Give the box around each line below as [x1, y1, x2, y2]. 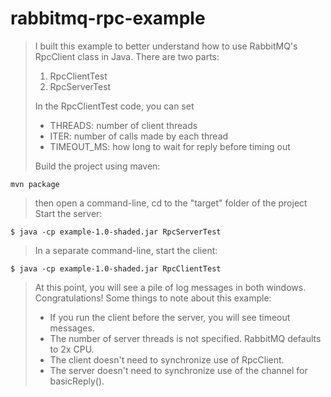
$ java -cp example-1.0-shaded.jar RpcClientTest [10, 263, 222, 274]
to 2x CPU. [49, 343, 95, 355]
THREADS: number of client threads [49, 119, 198, 131]
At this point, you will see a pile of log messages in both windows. [34, 281, 307, 293]
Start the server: [34, 207, 103, 219]
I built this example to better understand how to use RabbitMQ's [34, 40, 298, 52]
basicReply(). [49, 375, 105, 387]
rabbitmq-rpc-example [10, 7, 206, 30]
